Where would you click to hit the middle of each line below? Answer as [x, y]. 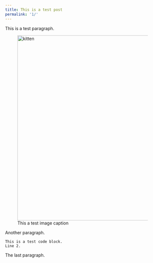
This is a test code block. [34, 242]
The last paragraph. [25, 255]
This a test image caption [43, 223]
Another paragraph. [25, 232]
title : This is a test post [34, 10]
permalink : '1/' [22, 14]
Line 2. [13, 246]
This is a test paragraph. [30, 28]
